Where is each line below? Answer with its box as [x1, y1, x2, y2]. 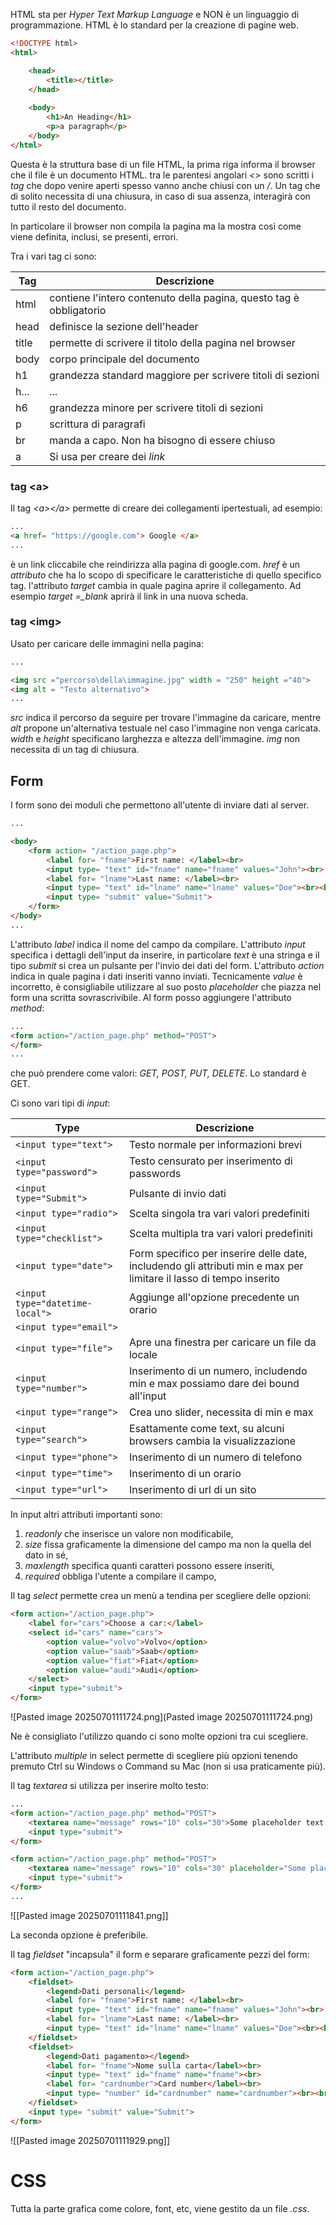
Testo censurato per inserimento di [128, 1154, 293, 1168]
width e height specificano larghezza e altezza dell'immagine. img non [10, 733, 300, 745]
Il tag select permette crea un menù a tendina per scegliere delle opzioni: [10, 1590, 312, 1602]
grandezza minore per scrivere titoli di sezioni [49, 400, 264, 414]
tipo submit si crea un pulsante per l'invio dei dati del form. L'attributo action [10, 959, 325, 971]
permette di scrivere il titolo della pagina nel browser [49, 335, 296, 349]
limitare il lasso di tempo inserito [128, 1272, 280, 1286]
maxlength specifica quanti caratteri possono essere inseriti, [24, 1560, 275, 1572]
